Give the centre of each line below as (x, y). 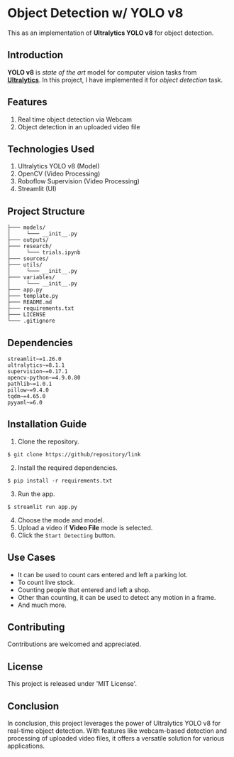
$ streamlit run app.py (43, 507)
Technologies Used (51, 149)
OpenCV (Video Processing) (59, 174)
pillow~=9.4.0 (28, 390)
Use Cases (32, 558)
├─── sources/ (28, 259)
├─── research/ (30, 247)
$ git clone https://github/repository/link (74, 454)
